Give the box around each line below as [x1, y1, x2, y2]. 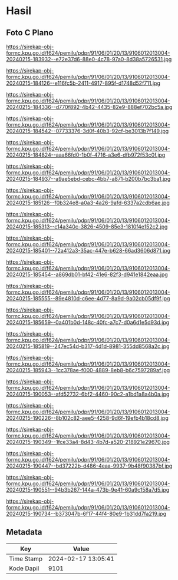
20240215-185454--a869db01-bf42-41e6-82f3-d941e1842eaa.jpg [6, 271, 168, 278]
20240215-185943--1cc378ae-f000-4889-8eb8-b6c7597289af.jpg [6, 367, 170, 373]
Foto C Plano [6, 28, 54, 38]
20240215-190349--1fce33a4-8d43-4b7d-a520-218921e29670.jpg [6, 439, 170, 445]
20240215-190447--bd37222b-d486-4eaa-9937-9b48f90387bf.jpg [6, 462, 173, 469]
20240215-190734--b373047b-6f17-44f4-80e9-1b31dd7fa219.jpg [6, 511, 167, 517]
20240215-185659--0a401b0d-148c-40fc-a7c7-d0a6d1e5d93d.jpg [6, 319, 170, 326]
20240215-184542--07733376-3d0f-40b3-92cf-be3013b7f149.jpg [6, 128, 169, 134]
